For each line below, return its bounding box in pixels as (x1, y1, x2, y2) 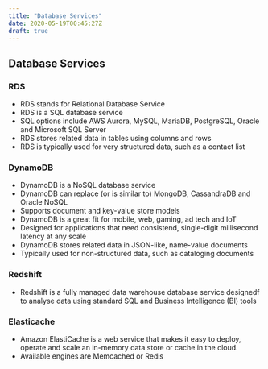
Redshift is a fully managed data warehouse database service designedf (19, 287, 260, 296)
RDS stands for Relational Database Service (19, 99, 165, 109)
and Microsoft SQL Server (19, 125, 107, 135)
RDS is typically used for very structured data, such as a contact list (19, 142, 245, 151)
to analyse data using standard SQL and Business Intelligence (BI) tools (19, 296, 257, 305)
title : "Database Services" (8, 11, 103, 20)
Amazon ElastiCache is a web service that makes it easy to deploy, (19, 334, 241, 343)
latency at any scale (19, 231, 87, 242)
